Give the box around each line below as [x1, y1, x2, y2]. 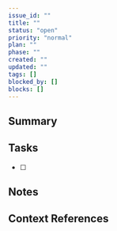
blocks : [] [8, 85, 44, 93]
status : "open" [8, 26, 58, 34]
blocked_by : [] [8, 78, 58, 85]
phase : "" [8, 48, 41, 56]
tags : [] [8, 70, 37, 78]
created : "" [8, 56, 47, 64]
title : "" [8, 19, 41, 27]
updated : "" [8, 63, 47, 71]
